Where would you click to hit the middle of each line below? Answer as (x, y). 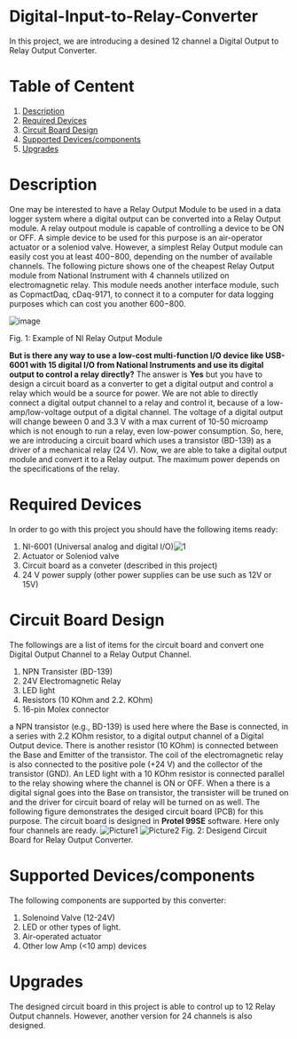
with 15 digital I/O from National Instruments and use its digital (147, 364)
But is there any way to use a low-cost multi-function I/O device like (137, 355)
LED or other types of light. (71, 927)
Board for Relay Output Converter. (71, 839)
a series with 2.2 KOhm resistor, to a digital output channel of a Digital (137, 736)
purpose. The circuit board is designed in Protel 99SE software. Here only (145, 820)
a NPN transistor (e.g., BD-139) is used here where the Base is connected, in (149, 726)
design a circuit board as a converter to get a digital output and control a (141, 383)
